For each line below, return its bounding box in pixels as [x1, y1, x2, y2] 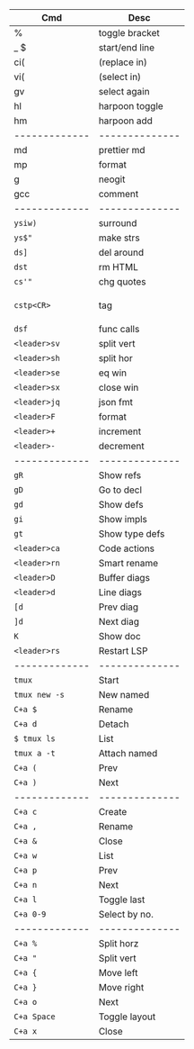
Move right [98, 981, 145, 993]
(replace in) [98, 56, 148, 68]
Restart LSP [98, 645, 148, 656]
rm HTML [98, 261, 139, 273]
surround [98, 217, 137, 229]
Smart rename [98, 557, 159, 569]
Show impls [98, 513, 148, 525]
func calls [98, 323, 140, 335]
